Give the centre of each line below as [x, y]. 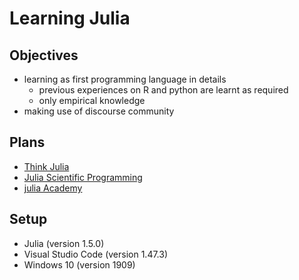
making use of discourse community [99, 111]
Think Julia [46, 166]
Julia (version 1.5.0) [64, 243]
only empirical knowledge [92, 100]
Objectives [44, 55]
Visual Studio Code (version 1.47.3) [96, 254]
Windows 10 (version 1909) [79, 264]
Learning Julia [70, 18]
